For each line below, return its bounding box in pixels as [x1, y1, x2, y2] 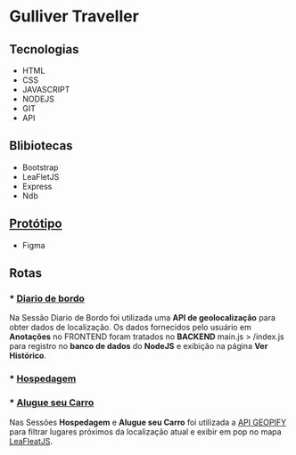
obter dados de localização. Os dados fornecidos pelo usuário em [9, 322, 252, 333]
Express [21, 181, 53, 191]
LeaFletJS [21, 171, 60, 182]
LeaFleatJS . [9, 435, 53, 446]
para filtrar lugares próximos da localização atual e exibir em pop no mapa [9, 426, 283, 437]
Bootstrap [21, 162, 59, 173]
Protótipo [9, 216, 62, 232]
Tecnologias [9, 42, 79, 57]
